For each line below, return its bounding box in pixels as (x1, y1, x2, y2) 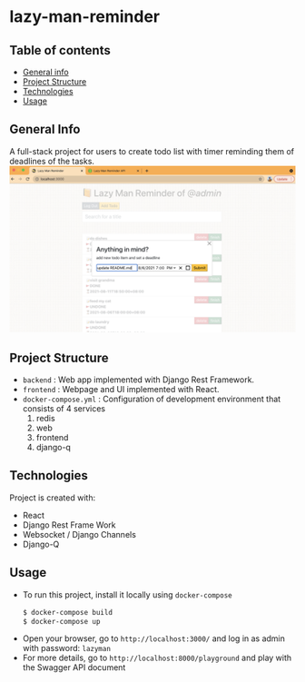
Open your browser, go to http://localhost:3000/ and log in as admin (22, 633, 286, 644)
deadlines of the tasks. (9, 155, 95, 166)
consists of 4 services (22, 402, 106, 414)
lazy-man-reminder (9, 6, 161, 27)
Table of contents (9, 43, 111, 58)
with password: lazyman (22, 642, 112, 653)
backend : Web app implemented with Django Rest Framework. (22, 374, 255, 385)
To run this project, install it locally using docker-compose (22, 588, 233, 600)
